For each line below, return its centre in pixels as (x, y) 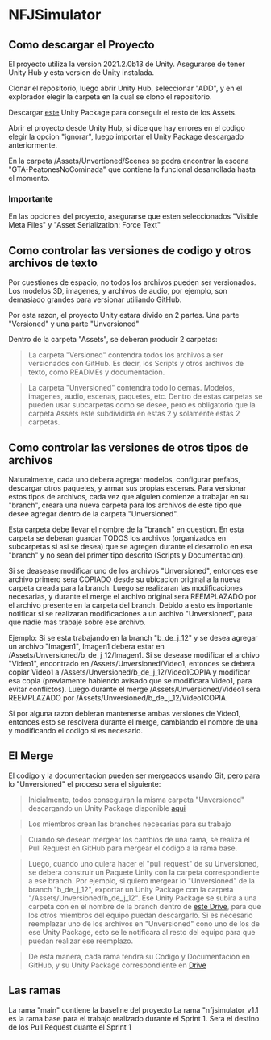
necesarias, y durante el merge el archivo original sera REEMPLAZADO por (132, 596)
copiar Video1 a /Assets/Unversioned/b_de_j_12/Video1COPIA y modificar (129, 672)
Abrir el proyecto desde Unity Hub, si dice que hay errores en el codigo (127, 128)
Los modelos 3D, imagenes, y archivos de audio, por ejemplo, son (118, 291)
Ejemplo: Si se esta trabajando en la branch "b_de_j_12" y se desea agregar (133, 637)
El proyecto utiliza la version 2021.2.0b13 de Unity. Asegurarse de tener (127, 64)
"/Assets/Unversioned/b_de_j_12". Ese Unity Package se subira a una (142, 898)
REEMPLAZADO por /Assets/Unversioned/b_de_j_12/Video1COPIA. (118, 698)
